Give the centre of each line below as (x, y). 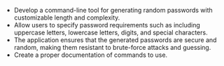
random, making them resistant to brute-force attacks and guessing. (112, 47)
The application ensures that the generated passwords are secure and (115, 40)
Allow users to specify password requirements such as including (107, 25)
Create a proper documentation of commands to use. (91, 55)
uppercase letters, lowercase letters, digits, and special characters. (111, 32)
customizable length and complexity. (67, 18)
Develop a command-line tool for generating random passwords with (113, 10)
